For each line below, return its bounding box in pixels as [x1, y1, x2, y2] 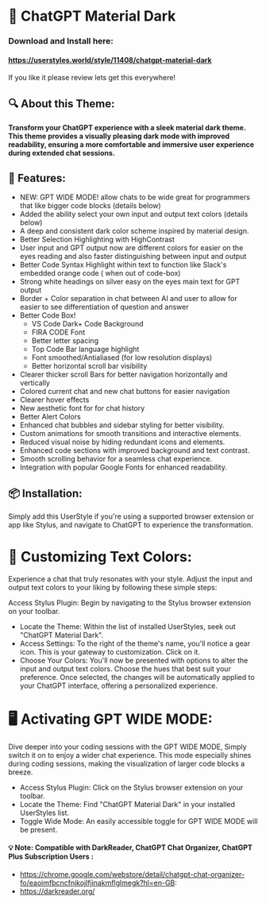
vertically [19, 378, 50, 388]
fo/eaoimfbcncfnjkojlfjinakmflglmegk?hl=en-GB [19, 878, 175, 887]
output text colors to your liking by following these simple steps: [8, 582, 218, 592]
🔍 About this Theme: [8, 97, 115, 110]
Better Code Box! [19, 311, 76, 320]
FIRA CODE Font [31, 327, 86, 337]
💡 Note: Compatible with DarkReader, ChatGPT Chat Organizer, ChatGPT [8, 843, 253, 852]
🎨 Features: [8, 171, 66, 185]
